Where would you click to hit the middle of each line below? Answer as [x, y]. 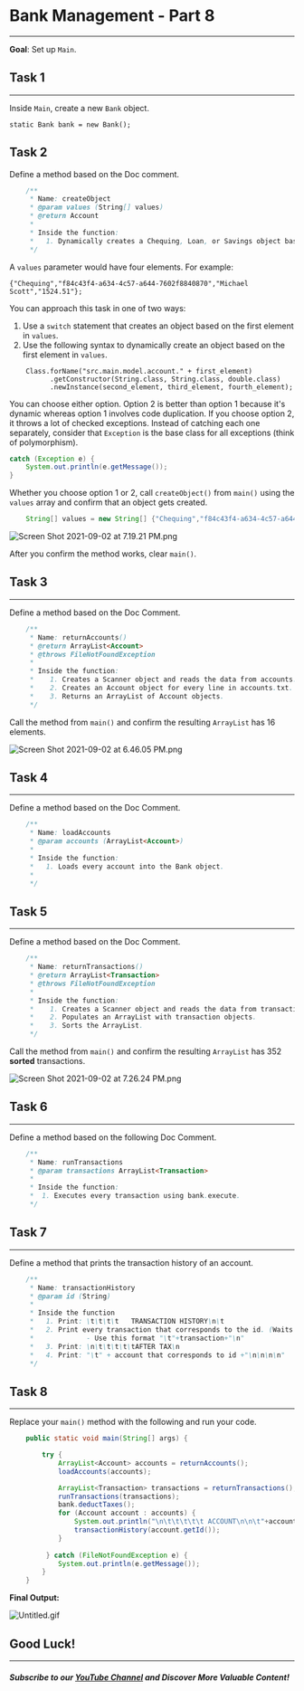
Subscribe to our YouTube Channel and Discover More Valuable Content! [149, 1677]
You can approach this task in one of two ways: [98, 308]
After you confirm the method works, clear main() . [103, 554]
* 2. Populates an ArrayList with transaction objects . [143, 1017]
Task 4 [28, 778]
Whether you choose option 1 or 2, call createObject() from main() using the [152, 493]
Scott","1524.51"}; [46, 291]
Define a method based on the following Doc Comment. [113, 1137]
